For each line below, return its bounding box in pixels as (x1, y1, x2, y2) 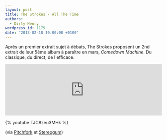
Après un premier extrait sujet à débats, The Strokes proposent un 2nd (5, 44, 150, 49)
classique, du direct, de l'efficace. (5, 54, 75, 60)
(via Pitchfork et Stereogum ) (5, 129, 63, 135)
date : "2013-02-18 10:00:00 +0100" (5, 30, 79, 35)
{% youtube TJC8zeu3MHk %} (5, 120, 69, 125)
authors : (5, 16, 23, 21)
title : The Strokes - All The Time (5, 12, 79, 17)
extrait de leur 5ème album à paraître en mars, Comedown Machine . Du (5, 49, 152, 55)
